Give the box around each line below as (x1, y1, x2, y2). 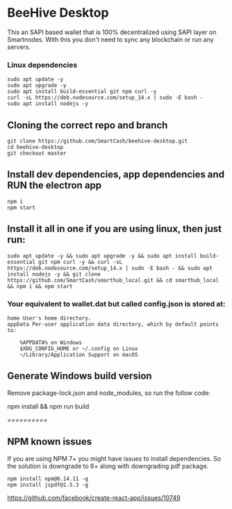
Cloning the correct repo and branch (7, 119, 168, 131)
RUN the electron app (7, 180, 102, 191)
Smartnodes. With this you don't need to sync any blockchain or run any (7, 35, 214, 43)
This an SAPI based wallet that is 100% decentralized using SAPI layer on (7, 28, 217, 36)
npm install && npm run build (7, 402, 90, 410)
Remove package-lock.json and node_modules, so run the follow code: (7, 389, 210, 397)
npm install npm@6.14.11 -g (7, 475, 89, 482)
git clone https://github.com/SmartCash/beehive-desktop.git (7, 138, 188, 145)
